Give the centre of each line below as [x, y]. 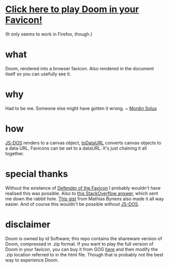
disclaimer [28, 224]
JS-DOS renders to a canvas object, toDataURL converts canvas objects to [83, 143]
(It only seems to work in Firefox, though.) [49, 34]
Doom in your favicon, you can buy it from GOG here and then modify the [82, 249]
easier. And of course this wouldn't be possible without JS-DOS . [72, 204]
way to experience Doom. [32, 260]
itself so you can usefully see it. [38, 74]
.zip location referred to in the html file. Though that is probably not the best [84, 254]
